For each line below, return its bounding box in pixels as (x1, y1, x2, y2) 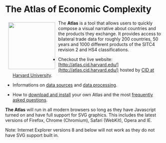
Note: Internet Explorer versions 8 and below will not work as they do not (5, 126, 155, 133)
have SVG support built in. (5, 132, 59, 138)
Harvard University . (12, 72, 52, 78)
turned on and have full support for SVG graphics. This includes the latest (5, 111, 157, 118)
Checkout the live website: (58, 56, 113, 62)
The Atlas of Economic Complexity (5, 3, 152, 15)
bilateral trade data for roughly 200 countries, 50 (58, 36, 159, 42)
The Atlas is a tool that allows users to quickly (58, 20, 153, 26)
